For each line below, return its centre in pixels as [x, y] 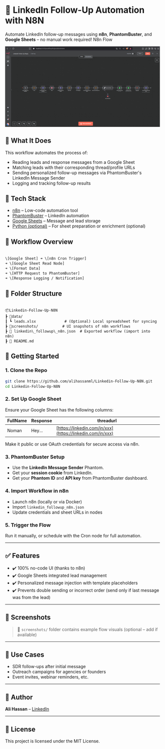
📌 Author [19, 697]
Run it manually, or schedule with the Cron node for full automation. [73, 535]
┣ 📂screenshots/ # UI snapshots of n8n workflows [68, 327]
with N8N [25, 20]
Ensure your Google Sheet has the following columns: [59, 410]
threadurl [107, 421]
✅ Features [23, 556]
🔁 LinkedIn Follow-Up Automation [75, 10]
